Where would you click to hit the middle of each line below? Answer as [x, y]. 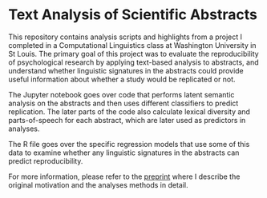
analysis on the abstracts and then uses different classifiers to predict [123, 103]
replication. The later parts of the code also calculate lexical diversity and [129, 111]
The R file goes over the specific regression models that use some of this [129, 144]
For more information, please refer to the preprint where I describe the [124, 176]
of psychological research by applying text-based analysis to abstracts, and [133, 62]
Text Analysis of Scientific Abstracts [133, 15]
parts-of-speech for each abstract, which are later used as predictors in [127, 120]
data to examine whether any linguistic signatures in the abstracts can [124, 152]
